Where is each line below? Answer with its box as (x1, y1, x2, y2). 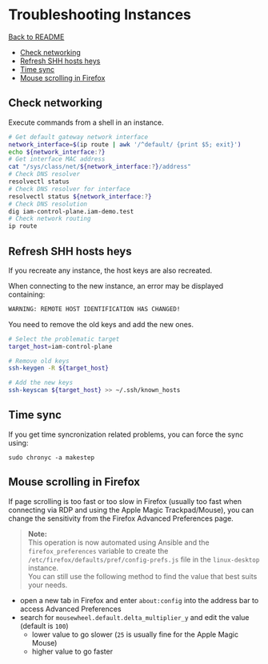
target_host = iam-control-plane (8, 342, 113, 350)
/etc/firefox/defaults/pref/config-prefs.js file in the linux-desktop (27, 554, 260, 564)
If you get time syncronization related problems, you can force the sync (8, 430, 244, 439)
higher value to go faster (31, 646, 114, 656)
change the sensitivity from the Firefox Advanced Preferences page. (8, 514, 234, 523)
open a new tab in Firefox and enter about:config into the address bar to (19, 595, 259, 605)
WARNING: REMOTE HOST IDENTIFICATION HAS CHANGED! (8, 305, 181, 313)
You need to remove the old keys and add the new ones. (8, 319, 194, 329)
